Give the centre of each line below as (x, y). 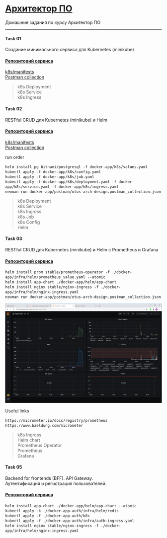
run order (15, 157)
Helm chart (29, 440)
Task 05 (14, 467)
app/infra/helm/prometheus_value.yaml (45, 277)
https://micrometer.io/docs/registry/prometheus (56, 420)
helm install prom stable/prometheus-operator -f (58, 272)
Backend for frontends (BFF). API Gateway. (49, 478)
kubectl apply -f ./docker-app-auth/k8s (48, 516)
